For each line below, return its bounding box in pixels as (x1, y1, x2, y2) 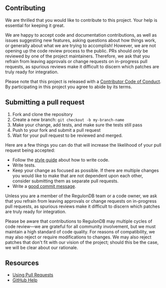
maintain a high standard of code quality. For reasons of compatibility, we (5, 229, 155, 234)
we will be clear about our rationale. (5, 244, 78, 250)
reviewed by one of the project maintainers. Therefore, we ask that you (5, 53, 150, 59)
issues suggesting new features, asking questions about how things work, (5, 37, 157, 43)
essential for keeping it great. (5, 22, 65, 28)
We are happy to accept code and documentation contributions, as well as (5, 32, 157, 38)
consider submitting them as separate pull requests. (12, 178, 119, 184)
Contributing (5, 4, 46, 12)
